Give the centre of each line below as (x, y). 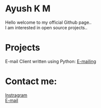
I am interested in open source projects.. (46, 27)
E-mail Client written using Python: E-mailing (51, 61)
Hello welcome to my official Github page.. (48, 22)
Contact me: (31, 81)
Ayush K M (28, 9)
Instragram (16, 95)
